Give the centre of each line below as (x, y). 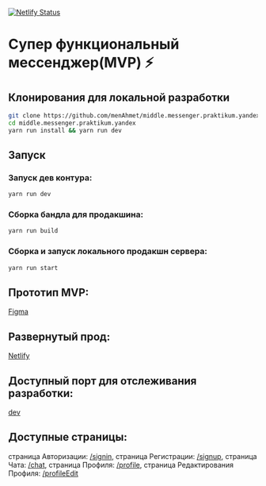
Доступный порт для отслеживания (103, 381)
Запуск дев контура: (50, 177)
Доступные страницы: (68, 437)
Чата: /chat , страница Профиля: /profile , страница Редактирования (121, 465)
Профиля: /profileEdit (44, 473)
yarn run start (33, 268)
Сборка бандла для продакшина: (76, 214)
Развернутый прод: (59, 336)
